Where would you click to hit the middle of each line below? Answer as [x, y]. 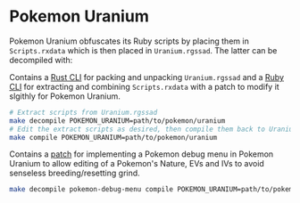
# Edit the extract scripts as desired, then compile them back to [137, 129]
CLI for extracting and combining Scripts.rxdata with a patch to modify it [144, 86]
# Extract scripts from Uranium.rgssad [83, 112]
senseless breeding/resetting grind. [75, 173]
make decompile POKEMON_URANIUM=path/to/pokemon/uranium [117, 121]
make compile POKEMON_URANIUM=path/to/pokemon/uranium [113, 137]
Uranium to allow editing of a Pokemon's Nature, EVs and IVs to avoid [137, 164]
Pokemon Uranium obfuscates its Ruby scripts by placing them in [129, 41]
